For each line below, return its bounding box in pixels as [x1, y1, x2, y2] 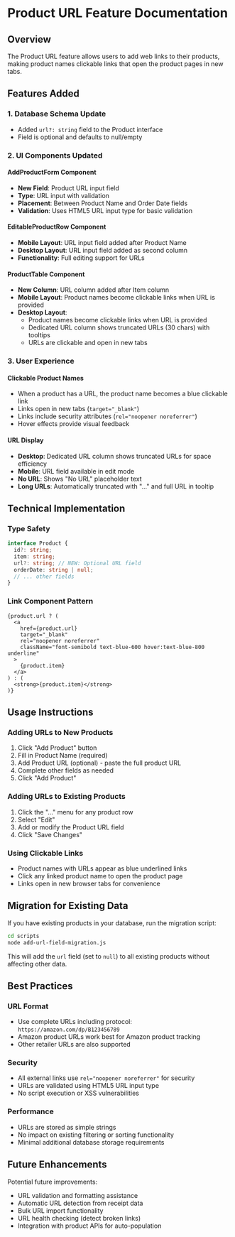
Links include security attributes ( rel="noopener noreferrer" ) [17, 412, 197, 420]
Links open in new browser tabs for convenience [17, 879, 161, 888]
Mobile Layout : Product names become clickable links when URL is [17, 293, 215, 302]
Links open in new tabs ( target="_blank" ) [17, 405, 140, 413]
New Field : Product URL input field [17, 183, 119, 192]
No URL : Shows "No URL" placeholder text [17, 474, 142, 483]
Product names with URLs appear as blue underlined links [17, 864, 187, 873]
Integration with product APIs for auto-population [17, 1221, 162, 1230]
